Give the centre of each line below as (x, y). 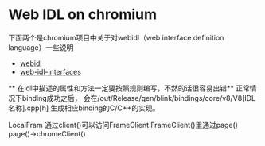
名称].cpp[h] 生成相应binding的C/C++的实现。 (84, 108)
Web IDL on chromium (83, 15)
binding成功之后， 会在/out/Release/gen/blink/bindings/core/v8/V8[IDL (139, 98)
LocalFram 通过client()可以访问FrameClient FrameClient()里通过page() (123, 125)
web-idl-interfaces (51, 71)
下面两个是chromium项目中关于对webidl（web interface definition (116, 37)
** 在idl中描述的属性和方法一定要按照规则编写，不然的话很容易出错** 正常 (129, 88)
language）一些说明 (41, 47)
